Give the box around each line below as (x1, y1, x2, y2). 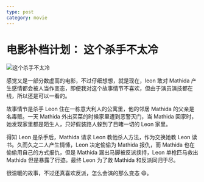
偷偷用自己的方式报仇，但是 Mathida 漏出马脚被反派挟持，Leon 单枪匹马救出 (6, 149, 199, 156)
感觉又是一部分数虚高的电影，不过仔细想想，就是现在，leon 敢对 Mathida (6, 77, 190, 84)
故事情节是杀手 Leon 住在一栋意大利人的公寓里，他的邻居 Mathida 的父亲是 (6, 105, 195, 113)
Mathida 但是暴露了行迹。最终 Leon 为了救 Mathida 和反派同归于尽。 (6, 156, 179, 164)
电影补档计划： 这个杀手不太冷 (6, 43, 158, 57)
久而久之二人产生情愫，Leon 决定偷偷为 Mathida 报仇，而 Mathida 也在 (16, 141, 195, 148)
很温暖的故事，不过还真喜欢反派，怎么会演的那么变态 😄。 (6, 169, 152, 177)
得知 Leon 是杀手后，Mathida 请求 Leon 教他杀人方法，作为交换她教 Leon (6, 134, 191, 141)
